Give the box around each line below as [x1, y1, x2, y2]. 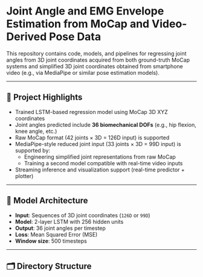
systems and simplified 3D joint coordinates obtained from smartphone [6, 62, 183, 70]
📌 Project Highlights [6, 92, 83, 103]
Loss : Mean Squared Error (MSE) [14, 231, 98, 238]
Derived [6, 30, 47, 43]
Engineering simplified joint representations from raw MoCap [24, 153, 176, 161]
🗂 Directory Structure [6, 261, 92, 271]
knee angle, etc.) [14, 127, 57, 135]
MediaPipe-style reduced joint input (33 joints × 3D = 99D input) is [14, 140, 181, 147]
